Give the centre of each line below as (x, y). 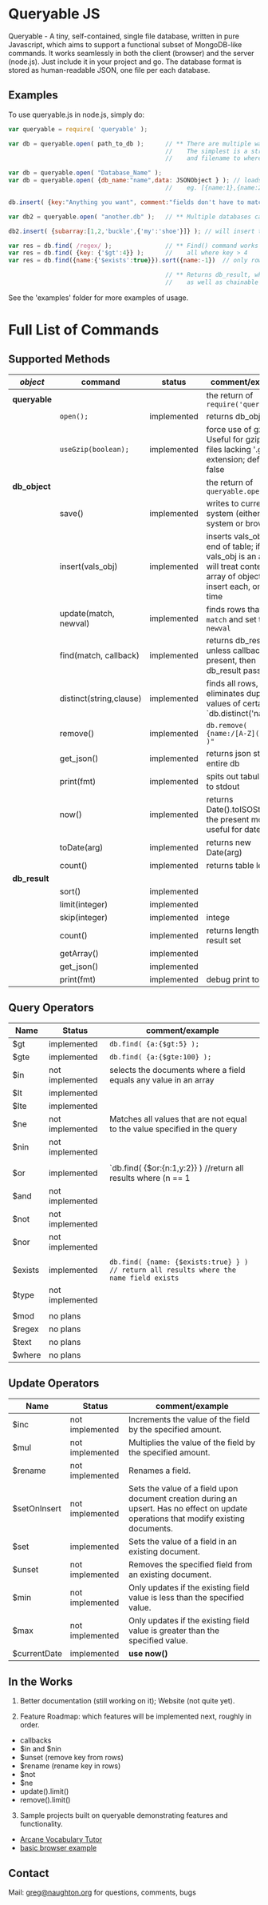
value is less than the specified (187, 1597)
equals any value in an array (162, 1079)
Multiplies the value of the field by (192, 1443)
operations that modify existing (187, 1519)
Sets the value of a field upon (183, 1488)
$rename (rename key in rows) (70, 1766)
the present (228, 819)
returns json (229, 753)
